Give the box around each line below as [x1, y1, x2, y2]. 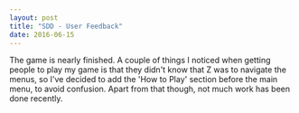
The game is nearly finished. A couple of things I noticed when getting [9, 55, 271, 66]
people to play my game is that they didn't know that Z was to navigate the [9, 64, 287, 75]
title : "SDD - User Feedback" [9, 22, 124, 31]
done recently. [9, 93, 63, 104]
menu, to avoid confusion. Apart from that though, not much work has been [9, 83, 291, 95]
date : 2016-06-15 [9, 30, 75, 39]
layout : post [9, 13, 59, 23]
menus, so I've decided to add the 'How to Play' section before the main [9, 74, 278, 85]
